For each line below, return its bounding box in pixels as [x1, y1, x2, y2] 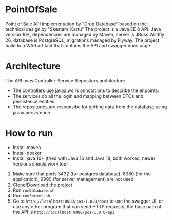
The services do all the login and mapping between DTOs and [12, 93, 144, 99]
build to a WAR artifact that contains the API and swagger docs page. [5, 42, 152, 48]
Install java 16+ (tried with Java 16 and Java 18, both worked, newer [12, 155, 156, 161]
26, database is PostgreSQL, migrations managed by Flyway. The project [5, 37, 160, 43]
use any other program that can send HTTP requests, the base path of [12, 203, 162, 209]
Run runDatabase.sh [12, 187, 55, 193]
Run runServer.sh [12, 192, 50, 198]
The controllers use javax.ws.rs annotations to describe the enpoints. [12, 87, 159, 94]
